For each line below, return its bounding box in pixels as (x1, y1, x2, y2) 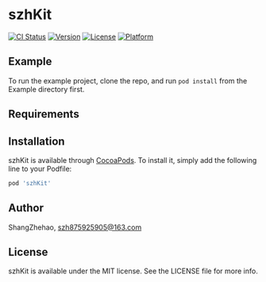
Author (8, 201, 44, 215)
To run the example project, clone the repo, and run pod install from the (8, 75, 248, 85)
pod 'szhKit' (8, 179, 52, 187)
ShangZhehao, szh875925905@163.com (8, 222, 142, 232)
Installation (8, 134, 65, 148)
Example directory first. (8, 84, 85, 94)
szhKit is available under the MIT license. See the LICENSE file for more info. (8, 266, 258, 276)
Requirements (8, 107, 79, 121)
